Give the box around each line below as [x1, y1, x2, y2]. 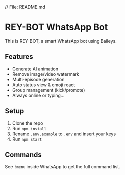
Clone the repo [12, 120, 43, 126]
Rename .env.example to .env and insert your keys [12, 131, 116, 137]
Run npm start [12, 136, 42, 142]
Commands [5, 150, 42, 159]
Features [5, 52, 33, 61]
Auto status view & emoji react [12, 82, 75, 88]
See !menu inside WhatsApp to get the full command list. [5, 164, 121, 170]
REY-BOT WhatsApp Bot [5, 22, 108, 33]
